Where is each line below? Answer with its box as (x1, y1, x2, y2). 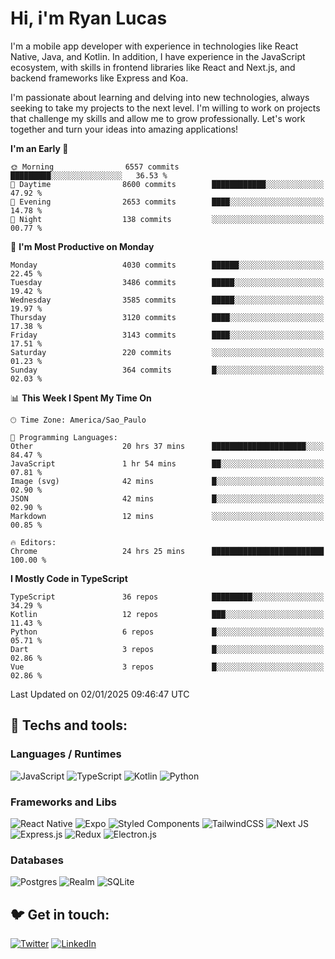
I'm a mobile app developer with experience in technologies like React (10, 40, 299, 52)
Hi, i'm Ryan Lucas (10, 7, 168, 30)
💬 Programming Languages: (10, 432, 118, 442)
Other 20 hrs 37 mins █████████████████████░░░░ (10, 441, 325, 451)
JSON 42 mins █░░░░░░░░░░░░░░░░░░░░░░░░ (10, 493, 325, 504)
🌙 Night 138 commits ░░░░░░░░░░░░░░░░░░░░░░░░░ (10, 214, 325, 224)
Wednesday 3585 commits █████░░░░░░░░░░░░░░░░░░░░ (10, 295, 325, 305)
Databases (10, 853, 64, 867)
